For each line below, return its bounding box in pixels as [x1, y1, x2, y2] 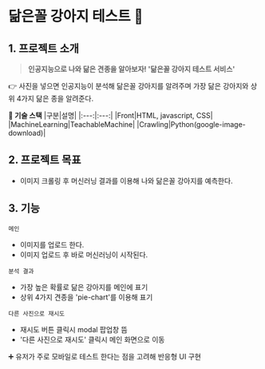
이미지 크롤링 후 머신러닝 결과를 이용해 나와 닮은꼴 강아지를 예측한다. [19, 176, 233, 185]
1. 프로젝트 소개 [8, 42, 80, 55]
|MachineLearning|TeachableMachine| [8, 120, 136, 129]
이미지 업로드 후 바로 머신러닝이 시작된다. [19, 249, 148, 260]
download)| [8, 129, 46, 137]
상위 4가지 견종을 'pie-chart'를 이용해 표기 [19, 292, 153, 302]
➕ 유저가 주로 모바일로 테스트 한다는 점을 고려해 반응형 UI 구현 [8, 351, 202, 361]
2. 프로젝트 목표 [8, 153, 81, 167]
